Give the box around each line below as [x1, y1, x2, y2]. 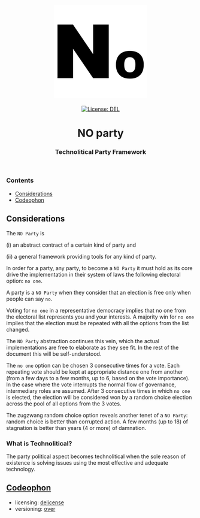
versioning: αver [14, 505, 56, 512]
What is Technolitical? [6, 439, 72, 447]
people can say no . [6, 295, 53, 302]
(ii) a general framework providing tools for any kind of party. [6, 253, 157, 260]
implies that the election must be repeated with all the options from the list [6, 319, 189, 326]
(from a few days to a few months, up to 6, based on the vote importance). [6, 374, 190, 381]
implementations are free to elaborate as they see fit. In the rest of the [6, 344, 179, 351]
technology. [6, 465, 36, 472]
